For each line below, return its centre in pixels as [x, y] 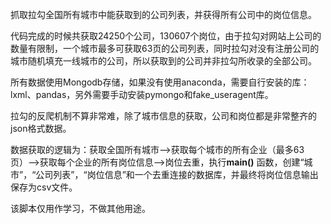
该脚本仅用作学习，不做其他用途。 [80, 208]
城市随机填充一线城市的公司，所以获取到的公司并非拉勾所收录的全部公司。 [163, 61]
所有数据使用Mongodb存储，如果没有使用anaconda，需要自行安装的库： [160, 82]
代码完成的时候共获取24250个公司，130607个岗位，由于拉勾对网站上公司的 [166, 36]
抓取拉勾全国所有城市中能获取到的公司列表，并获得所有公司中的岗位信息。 [163, 14]
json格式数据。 [41, 128]
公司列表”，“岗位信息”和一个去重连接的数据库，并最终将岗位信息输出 [177, 174]
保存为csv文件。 [44, 187]
